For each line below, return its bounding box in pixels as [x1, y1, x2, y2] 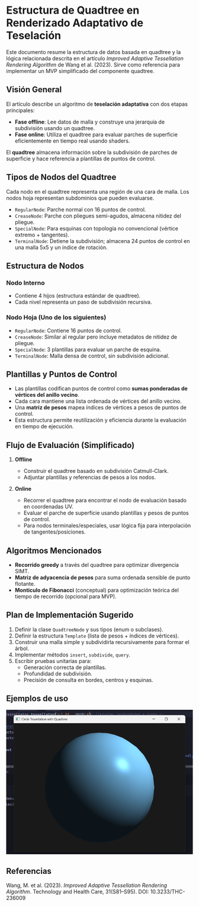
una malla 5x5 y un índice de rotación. [14, 244, 108, 251]
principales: [6, 106, 35, 113]
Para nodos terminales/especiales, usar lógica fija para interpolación [23, 522, 191, 529]
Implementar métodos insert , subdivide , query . [14, 651, 131, 658]
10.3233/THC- [150, 888, 185, 895]
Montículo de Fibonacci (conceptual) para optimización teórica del [14, 586, 179, 594]
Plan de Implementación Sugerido [6, 610, 134, 620]
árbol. [14, 645, 30, 652]
